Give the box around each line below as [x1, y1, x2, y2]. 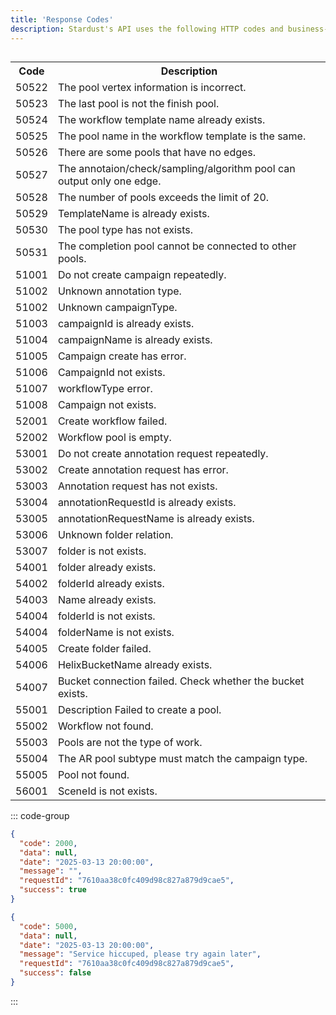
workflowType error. [57, 381, 153, 395]
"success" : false [19, 968, 92, 978]
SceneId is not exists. [57, 784, 158, 798]
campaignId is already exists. [57, 316, 195, 330]
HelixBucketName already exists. [57, 657, 213, 671]
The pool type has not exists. [57, 222, 194, 236]
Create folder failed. [57, 641, 152, 655]
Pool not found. [57, 767, 130, 781]
